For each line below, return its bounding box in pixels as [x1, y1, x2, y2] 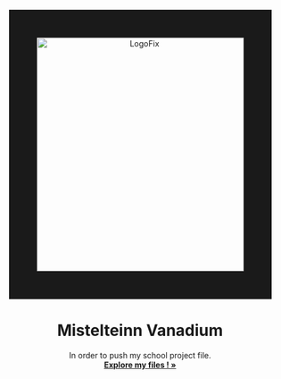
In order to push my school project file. [69, 350, 211, 360]
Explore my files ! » [103, 359, 177, 370]
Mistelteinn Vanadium [56, 321, 224, 341]
